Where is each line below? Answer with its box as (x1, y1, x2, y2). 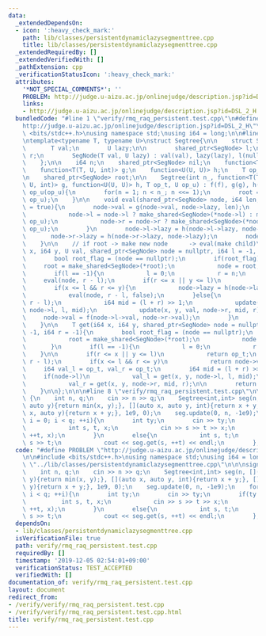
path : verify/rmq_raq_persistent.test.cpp (15, 542, 158, 550)
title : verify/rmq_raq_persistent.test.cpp (8, 615, 154, 623)
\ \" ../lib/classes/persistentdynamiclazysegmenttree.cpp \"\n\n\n (22, 461, 246, 469)
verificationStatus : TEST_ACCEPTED (15, 564, 133, 572)
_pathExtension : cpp (15, 63, 83, 71)
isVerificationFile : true (15, 535, 101, 543)
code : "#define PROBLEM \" (15, 446, 104, 454)
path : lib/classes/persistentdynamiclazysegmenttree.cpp (22, 33, 215, 42)
